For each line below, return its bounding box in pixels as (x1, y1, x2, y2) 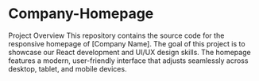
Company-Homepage (8, 5, 154, 23)
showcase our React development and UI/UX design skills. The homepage (8, 47, 252, 57)
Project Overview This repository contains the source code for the (8, 31, 225, 40)
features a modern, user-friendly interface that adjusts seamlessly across (8, 56, 249, 65)
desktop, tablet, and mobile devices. (8, 64, 127, 73)
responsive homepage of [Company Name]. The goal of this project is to (8, 39, 245, 48)
